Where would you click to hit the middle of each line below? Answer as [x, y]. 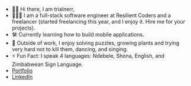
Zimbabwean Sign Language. [47, 64]
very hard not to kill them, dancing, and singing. [70, 49]
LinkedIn [22, 77]
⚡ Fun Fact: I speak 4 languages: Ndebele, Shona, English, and [88, 56]
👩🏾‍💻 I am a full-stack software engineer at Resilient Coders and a [91, 15]
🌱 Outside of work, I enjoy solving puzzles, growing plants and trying [96, 43]
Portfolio [22, 70]
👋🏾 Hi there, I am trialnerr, [43, 9]
